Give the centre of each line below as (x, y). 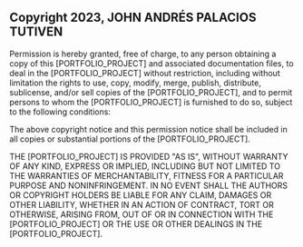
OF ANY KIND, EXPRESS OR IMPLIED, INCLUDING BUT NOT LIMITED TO (145, 166)
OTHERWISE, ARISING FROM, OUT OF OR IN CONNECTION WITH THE (142, 214)
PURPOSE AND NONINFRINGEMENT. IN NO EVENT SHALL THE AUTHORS (149, 185)
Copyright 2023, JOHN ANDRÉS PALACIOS (133, 18)
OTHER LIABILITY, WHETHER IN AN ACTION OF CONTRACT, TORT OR (142, 204)
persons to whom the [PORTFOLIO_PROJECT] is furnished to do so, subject (151, 102)
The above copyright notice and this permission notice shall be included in (148, 129)
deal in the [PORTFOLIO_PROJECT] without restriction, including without (145, 73)
